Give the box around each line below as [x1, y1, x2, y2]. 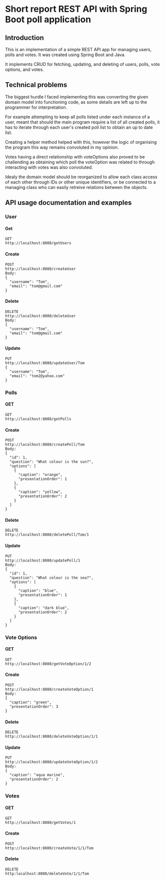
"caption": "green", [9, 700, 52, 705]
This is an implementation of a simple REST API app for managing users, [5, 47, 152, 52]
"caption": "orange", [18, 472, 63, 477]
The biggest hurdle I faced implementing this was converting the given [5, 94, 149, 99]
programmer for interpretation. [5, 104, 67, 110]
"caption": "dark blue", [18, 605, 69, 610]
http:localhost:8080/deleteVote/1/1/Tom [5, 871, 90, 876]
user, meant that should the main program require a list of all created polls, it [5, 119, 160, 125]
